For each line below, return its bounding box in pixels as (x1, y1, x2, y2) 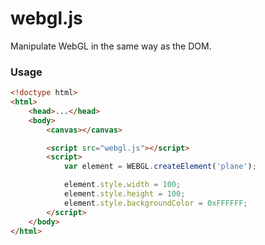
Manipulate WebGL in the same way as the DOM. (10, 40, 212, 52)
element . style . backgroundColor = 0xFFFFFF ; (63, 198, 248, 208)
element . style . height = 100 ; (63, 189, 186, 199)
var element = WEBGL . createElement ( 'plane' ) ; (63, 162, 257, 172)
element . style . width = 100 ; (63, 180, 182, 190)
